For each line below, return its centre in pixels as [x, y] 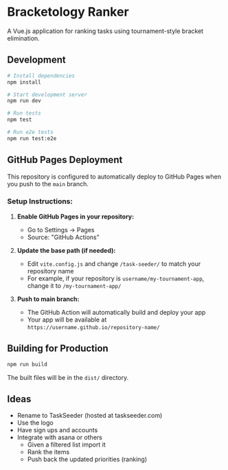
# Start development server [47, 94]
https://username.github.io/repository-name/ [93, 327]
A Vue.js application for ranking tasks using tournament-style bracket [105, 31]
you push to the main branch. [48, 183]
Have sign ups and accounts [57, 430]
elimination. [23, 38]
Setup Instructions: [40, 201]
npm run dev [24, 101]
